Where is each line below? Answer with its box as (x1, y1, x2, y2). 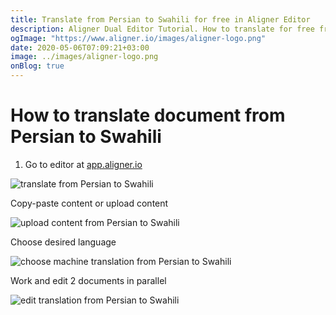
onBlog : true (10, 61, 65, 71)
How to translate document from (10, 104, 286, 127)
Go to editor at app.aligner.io (24, 158, 143, 170)
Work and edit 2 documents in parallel (10, 274, 167, 286)
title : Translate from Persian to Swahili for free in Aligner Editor (10, 14, 311, 25)
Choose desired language (10, 236, 117, 248)
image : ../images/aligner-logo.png (10, 52, 159, 62)
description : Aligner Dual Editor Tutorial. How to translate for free (10, 24, 315, 34)
